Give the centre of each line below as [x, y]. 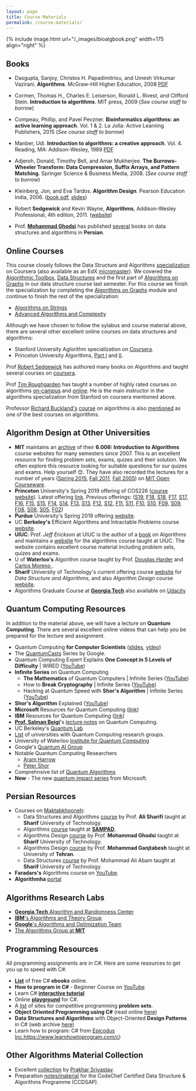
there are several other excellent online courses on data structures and [92, 331]
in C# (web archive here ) [44, 1025]
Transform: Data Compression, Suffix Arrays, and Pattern [108, 167]
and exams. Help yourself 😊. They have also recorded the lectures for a [101, 472]
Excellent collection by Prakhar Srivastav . [64, 1069]
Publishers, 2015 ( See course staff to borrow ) [69, 132]
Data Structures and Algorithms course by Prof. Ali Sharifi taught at [104, 817]
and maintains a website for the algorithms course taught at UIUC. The [99, 540]
